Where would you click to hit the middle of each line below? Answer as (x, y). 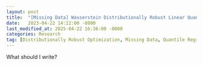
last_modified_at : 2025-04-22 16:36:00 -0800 (64, 29)
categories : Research (34, 34)
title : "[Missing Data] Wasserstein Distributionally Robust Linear (96, 17)
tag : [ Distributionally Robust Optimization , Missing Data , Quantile (96, 40)
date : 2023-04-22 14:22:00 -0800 (51, 23)
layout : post (23, 12)
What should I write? (32, 57)
